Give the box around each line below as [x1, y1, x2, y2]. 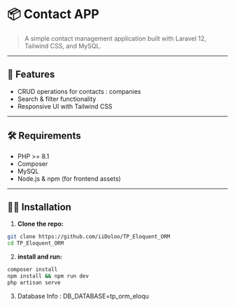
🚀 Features [7, 69, 55, 81]
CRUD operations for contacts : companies [17, 87, 141, 95]
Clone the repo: [17, 219, 64, 228]
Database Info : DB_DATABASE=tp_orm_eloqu [17, 292, 149, 300]
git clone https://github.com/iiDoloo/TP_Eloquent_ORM [7, 233, 171, 240]
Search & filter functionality [17, 95, 97, 103]
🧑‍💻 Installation [7, 201, 72, 213]
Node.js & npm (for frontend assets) [17, 174, 121, 183]
